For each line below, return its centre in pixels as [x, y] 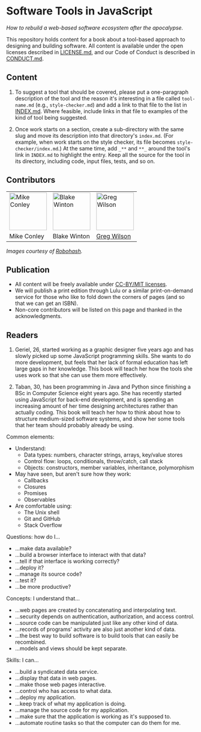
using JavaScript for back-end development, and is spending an [94, 400]
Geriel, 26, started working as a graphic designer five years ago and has [104, 349]
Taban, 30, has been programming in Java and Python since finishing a [103, 387]
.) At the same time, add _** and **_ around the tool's [124, 148]
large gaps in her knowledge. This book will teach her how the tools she [104, 369]
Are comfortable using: [43, 506]
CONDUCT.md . [25, 58]
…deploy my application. [45, 697]
